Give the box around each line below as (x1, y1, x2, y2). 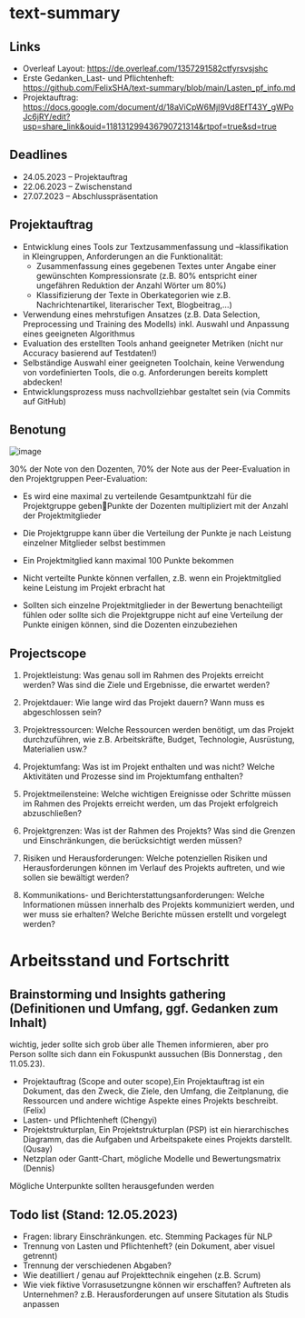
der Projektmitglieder (22, 510, 102, 521)
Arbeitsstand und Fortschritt (9, 951, 230, 971)
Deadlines (9, 147, 68, 163)
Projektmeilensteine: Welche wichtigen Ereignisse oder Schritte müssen (22, 789, 291, 800)
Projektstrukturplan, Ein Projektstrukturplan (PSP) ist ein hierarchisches (22, 1124, 290, 1135)
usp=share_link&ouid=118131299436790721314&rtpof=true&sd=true (22, 121, 277, 132)
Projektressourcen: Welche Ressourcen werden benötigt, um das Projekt (22, 724, 295, 735)
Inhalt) (9, 1014, 47, 1030)
